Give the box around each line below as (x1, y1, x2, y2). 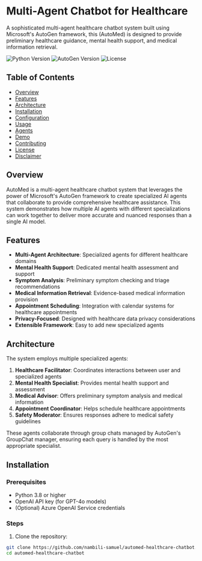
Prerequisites (6, 477, 46, 486)
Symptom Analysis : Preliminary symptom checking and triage (14, 277, 170, 284)
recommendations (14, 283, 60, 290)
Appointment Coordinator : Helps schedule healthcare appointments (14, 405, 186, 412)
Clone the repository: (14, 533, 68, 540)
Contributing (14, 140, 46, 147)
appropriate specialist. (6, 442, 62, 450)
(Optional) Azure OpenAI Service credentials (14, 504, 125, 511)
